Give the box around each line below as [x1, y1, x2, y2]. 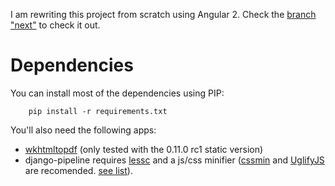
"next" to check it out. [10, 19, 101, 31]
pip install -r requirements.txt [28, 106, 168, 116]
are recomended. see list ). [24, 164, 133, 176]
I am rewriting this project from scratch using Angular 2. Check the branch [10, 9, 317, 20]
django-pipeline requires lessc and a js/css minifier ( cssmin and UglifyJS [24, 154, 325, 166]
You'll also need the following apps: [10, 124, 157, 136]
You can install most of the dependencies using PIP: [10, 87, 225, 99]
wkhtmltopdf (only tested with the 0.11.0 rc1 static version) [24, 143, 264, 155]
